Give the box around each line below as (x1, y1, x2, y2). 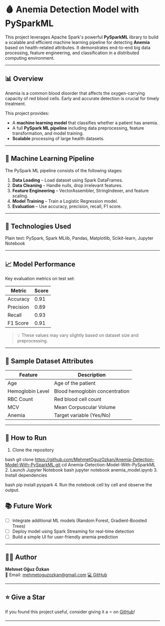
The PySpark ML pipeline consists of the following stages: (5, 167, 123, 173)
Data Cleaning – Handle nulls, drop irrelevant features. (12, 182, 123, 188)
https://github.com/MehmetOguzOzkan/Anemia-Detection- (34, 456, 155, 462)
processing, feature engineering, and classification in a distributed (5, 50, 139, 56)
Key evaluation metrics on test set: (5, 276, 75, 282)
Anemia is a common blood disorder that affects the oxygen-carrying (5, 90, 145, 96)
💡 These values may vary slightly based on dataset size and (17, 332, 139, 338)
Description (78, 371, 106, 378)
